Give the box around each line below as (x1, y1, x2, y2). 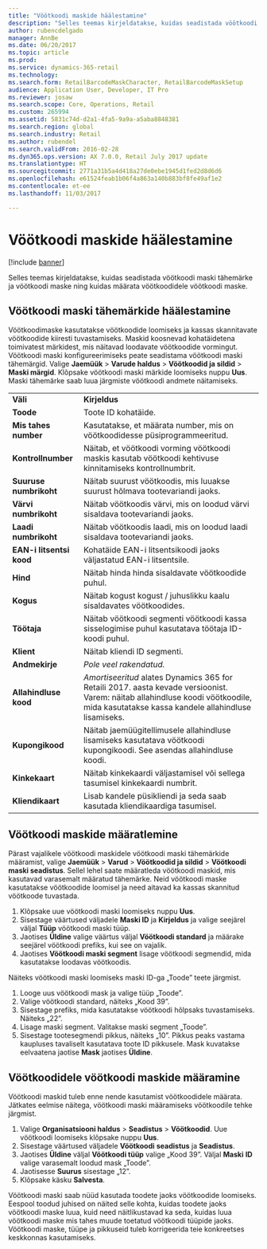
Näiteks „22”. (19, 1014, 63, 1023)
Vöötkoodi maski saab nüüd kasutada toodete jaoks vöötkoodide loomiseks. (8, 1191, 257, 1200)
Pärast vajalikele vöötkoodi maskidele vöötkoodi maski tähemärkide (8, 849, 230, 858)
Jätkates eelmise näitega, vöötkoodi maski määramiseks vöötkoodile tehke (8, 1101, 253, 1110)
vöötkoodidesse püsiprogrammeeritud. (83, 430, 229, 441)
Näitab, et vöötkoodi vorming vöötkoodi (83, 443, 230, 454)
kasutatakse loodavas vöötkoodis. (19, 957, 132, 967)
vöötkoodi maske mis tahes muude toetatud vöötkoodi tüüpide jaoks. (8, 1216, 234, 1225)
